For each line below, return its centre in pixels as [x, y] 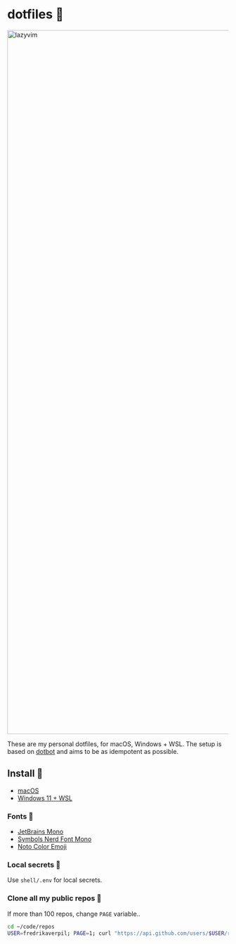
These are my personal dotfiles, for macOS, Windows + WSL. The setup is [114, 744]
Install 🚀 [25, 774]
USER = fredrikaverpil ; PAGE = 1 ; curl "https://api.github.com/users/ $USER [116, 933]
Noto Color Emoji [42, 847]
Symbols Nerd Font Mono [54, 839]
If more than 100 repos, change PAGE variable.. [74, 914]
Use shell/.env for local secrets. [55, 880]
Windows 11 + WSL [45, 798]
